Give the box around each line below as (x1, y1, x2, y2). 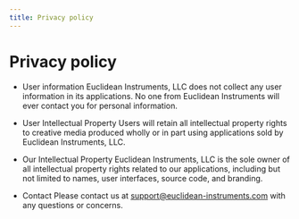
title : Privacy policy (9, 13, 94, 22)
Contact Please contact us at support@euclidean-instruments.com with (21, 190, 286, 201)
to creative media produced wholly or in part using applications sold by (21, 127, 284, 138)
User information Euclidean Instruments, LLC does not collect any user (21, 81, 283, 92)
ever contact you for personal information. (21, 100, 179, 111)
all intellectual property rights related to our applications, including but (21, 163, 281, 174)
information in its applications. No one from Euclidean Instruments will (21, 90, 279, 101)
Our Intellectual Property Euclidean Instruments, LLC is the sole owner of (21, 154, 290, 164)
